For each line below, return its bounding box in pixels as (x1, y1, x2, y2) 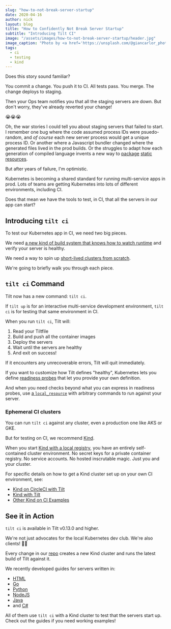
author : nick (5, 17, 33, 22)
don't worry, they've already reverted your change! (5, 104, 112, 110)
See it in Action (5, 512, 54, 520)
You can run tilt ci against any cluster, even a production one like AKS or (5, 420, 162, 426)
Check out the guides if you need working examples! (5, 617, 116, 623)
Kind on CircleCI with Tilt (12, 486, 65, 492)
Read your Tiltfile (12, 328, 49, 334)
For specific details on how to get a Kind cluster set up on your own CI (5, 471, 153, 477)
